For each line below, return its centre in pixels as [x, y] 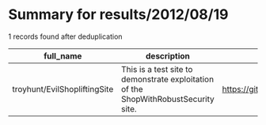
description [167, 55]
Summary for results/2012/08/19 [118, 15]
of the [133, 89]
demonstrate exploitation [168, 79]
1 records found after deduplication [65, 36]
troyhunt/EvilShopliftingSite [63, 89]
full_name [63, 55]
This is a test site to [157, 69]
